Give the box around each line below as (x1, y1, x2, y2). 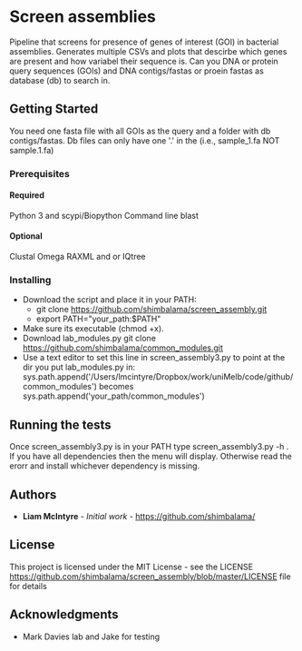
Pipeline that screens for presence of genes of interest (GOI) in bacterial (9, 36, 279, 47)
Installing (9, 274, 52, 286)
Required (9, 190, 45, 201)
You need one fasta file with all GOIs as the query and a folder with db (9, 125, 271, 136)
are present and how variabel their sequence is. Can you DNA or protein (9, 55, 278, 66)
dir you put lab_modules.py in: (22, 361, 136, 373)
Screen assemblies (9, 6, 156, 27)
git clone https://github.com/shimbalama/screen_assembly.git (35, 304, 268, 315)
